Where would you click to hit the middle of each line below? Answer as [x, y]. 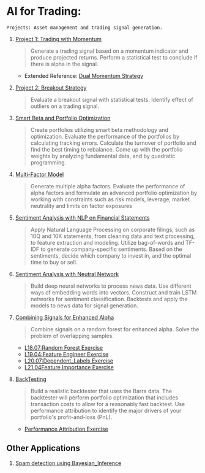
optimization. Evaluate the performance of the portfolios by [105, 136]
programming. [48, 162]
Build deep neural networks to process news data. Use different [111, 286]
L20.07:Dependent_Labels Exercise [69, 361]
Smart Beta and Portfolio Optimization [63, 118]
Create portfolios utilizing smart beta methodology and [99, 129]
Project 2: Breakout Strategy [51, 88]
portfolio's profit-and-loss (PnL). [71, 417]
